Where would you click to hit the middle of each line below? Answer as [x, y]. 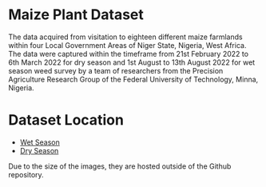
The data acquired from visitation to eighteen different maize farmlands [125, 37]
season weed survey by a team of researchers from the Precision [116, 70]
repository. [26, 174]
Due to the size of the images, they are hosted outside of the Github [120, 166]
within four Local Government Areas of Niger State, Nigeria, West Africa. [127, 45]
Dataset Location [66, 120]
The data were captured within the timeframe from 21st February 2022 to [129, 54]
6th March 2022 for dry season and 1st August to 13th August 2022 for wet [132, 62]
